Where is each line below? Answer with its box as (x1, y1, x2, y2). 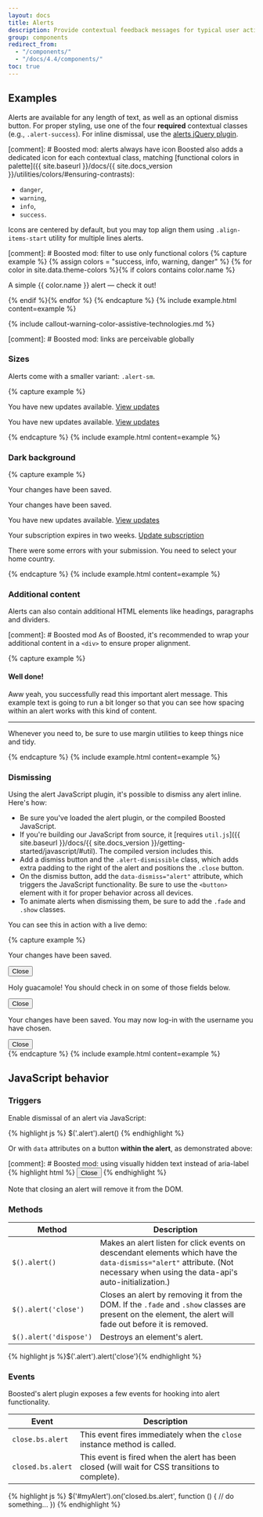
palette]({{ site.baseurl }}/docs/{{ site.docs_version (8, 161, 173, 170)
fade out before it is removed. (99, 1318, 209, 1329)
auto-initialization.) (99, 1276, 171, 1287)
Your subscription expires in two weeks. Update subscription (8, 531, 204, 540)
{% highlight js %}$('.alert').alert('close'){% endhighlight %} (8, 1351, 202, 1361)
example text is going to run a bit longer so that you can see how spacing (8, 698, 245, 707)
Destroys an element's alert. (99, 1331, 204, 1342)
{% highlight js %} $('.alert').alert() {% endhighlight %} (8, 1128, 185, 1138)
